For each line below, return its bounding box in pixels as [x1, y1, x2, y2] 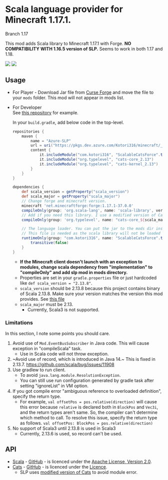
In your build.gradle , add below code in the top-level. [12, 119, 124, 125]
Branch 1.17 [5, 31, 28, 37]
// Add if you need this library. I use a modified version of [21, 212, 156, 217]
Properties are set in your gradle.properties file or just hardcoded [19, 275, 157, 281]
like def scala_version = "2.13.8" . [19, 280, 92, 286]
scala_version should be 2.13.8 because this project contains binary [19, 285, 160, 291]
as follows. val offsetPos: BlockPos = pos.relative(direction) [19, 420, 153, 426]
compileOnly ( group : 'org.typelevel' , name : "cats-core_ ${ [21, 217, 145, 222]
